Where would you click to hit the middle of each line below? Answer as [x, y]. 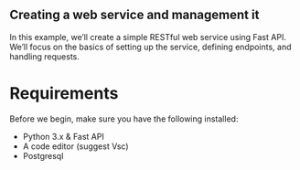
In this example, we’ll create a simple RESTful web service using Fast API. [148, 37]
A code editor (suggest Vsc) [76, 146]
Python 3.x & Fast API [64, 136]
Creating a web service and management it [134, 15]
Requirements [64, 93]
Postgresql [43, 155]
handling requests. [45, 56]
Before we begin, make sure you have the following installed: [124, 119]
